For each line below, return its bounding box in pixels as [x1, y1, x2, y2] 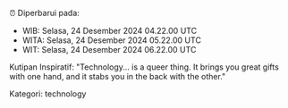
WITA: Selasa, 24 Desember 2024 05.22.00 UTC [21, 35, 201, 46]
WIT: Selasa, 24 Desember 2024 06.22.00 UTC [21, 45, 197, 54]
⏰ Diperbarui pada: [9, 8, 80, 18]
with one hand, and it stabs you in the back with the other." [9, 71, 226, 81]
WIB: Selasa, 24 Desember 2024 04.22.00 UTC [21, 26, 198, 36]
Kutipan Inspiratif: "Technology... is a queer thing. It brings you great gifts [9, 62, 279, 72]
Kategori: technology [9, 88, 87, 99]
